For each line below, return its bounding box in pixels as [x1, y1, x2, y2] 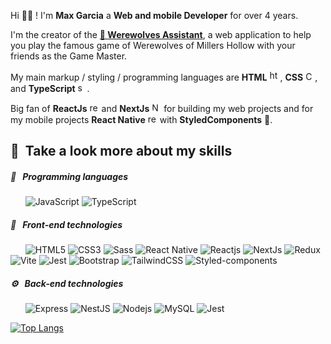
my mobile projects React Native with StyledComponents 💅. [10, 114, 273, 125]
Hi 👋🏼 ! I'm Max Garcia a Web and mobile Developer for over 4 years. [10, 10, 299, 21]
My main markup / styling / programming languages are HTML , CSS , [10, 71, 318, 83]
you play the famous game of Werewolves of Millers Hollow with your [10, 40, 296, 51]
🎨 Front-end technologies [10, 218, 123, 230]
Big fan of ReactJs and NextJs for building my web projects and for [10, 103, 314, 114]
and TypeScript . [10, 83, 90, 94]
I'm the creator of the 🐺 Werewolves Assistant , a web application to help [10, 29, 312, 40]
